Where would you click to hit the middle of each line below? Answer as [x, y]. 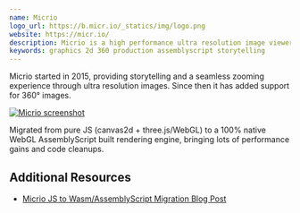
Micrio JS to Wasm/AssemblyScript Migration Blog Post [124, 199]
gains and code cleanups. [57, 149]
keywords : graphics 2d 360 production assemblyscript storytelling [137, 51]
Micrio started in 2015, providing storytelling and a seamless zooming [137, 76]
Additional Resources [70, 177]
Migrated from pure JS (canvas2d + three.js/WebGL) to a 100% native [137, 130]
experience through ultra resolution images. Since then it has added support [150, 86]
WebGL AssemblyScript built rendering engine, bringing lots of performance [150, 140]
